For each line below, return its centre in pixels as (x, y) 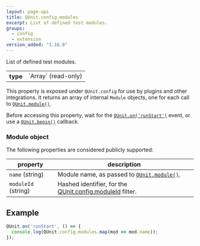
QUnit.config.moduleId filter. (97, 192)
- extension (26, 39)
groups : (16, 28)
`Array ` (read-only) (55, 76)
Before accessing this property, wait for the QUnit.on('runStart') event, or (98, 115)
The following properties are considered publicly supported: (80, 150)
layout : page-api (28, 12)
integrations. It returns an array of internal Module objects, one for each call (98, 97)
